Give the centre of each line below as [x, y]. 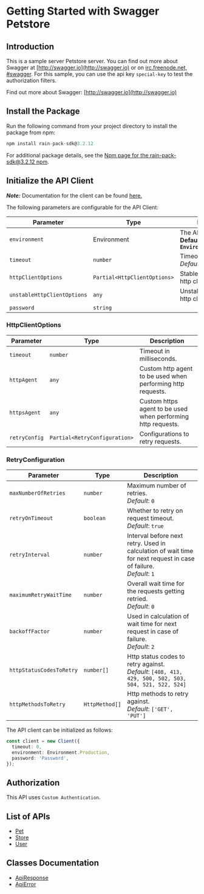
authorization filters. [31, 81]
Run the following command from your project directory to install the [92, 126]
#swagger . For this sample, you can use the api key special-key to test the [100, 74]
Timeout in [155, 351]
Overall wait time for [156, 583]
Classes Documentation [53, 863]
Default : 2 [141, 647]
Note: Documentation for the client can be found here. [74, 195]
